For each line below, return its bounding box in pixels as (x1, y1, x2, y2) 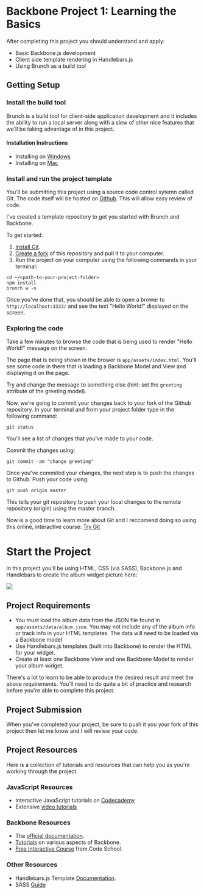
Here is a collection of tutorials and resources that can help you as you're (6, 761, 190, 768)
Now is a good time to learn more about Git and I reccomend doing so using (6, 517, 197, 524)
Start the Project (6, 545, 91, 558)
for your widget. (15, 649, 56, 656)
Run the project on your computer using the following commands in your (15, 256, 197, 264)
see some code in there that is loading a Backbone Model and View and (6, 363, 186, 370)
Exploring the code (6, 324, 64, 333)
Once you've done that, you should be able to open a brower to (6, 296, 165, 303)
